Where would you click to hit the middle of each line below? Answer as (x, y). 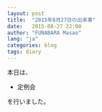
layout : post (26, 13)
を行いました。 (28, 101)
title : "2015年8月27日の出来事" (51, 20)
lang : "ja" (23, 39)
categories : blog (32, 45)
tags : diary (24, 52)
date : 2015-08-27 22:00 (44, 26)
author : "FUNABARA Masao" (44, 33)
